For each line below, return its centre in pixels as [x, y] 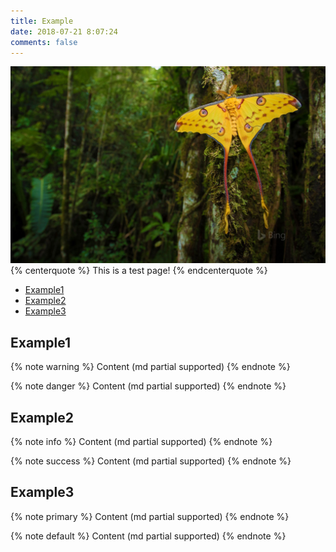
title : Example [42, 21]
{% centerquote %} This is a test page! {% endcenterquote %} [139, 271]
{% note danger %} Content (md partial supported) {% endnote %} [148, 386]
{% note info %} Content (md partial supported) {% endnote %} [141, 441]
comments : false [44, 42]
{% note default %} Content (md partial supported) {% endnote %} [148, 536]
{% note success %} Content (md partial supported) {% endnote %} [151, 461]
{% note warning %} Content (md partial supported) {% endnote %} [150, 367]
